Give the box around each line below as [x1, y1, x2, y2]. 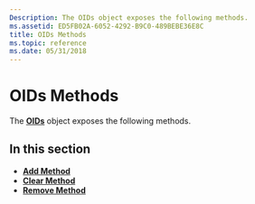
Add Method [22, 165, 71, 176]
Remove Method [22, 184, 86, 195]
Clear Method [22, 175, 76, 186]
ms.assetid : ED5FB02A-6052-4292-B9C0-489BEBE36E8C [9, 22, 204, 31]
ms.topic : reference [9, 38, 88, 48]
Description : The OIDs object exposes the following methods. [9, 13, 249, 23]
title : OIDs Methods [9, 30, 88, 39]
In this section [9, 142, 91, 157]
